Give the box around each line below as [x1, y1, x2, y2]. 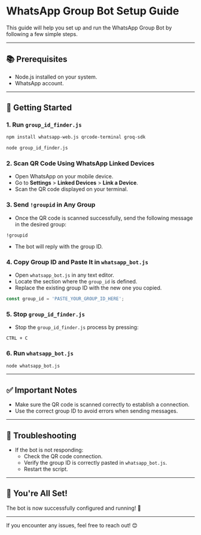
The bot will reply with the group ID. [14, 243, 103, 250]
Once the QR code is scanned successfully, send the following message [14, 214, 193, 222]
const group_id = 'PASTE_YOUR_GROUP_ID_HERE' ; [6, 296, 124, 302]
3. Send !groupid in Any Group [6, 201, 96, 209]
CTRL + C [6, 335, 28, 342]
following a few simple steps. [6, 30, 78, 37]
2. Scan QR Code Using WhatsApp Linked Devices [6, 159, 154, 168]
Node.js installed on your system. [14, 73, 98, 80]
